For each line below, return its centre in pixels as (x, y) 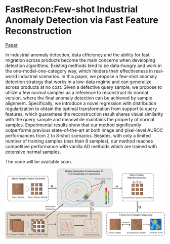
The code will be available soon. (39, 161)
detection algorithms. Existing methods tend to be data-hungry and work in (83, 65)
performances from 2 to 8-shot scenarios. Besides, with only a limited (78, 135)
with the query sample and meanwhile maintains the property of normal (80, 119)
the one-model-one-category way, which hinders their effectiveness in (79, 71)
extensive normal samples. (33, 152)
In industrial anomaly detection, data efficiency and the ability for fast (77, 55)
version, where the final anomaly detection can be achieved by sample (79, 98)
